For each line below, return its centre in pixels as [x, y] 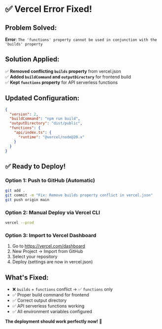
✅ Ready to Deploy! [35, 166]
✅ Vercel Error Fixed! [49, 9]
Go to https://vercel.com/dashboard [49, 246]
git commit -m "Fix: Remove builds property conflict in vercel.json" [79, 195]
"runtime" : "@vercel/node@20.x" [51, 137]
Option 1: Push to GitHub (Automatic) [50, 180]
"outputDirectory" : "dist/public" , [46, 123]
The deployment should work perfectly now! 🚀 [54, 321]
